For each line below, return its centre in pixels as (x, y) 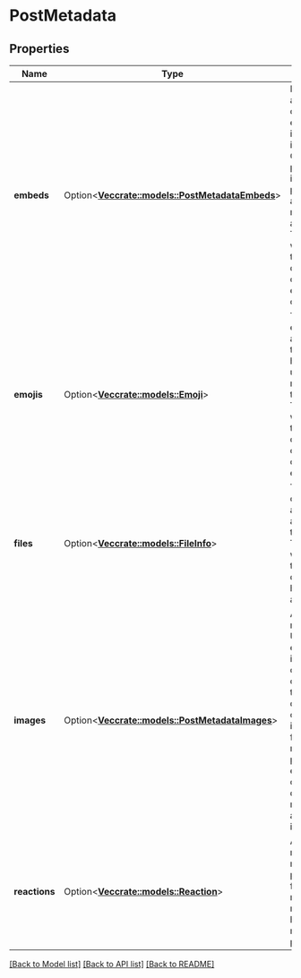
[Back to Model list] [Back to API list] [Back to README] (112, 964)
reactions (34, 892)
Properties (39, 49)
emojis (28, 395)
